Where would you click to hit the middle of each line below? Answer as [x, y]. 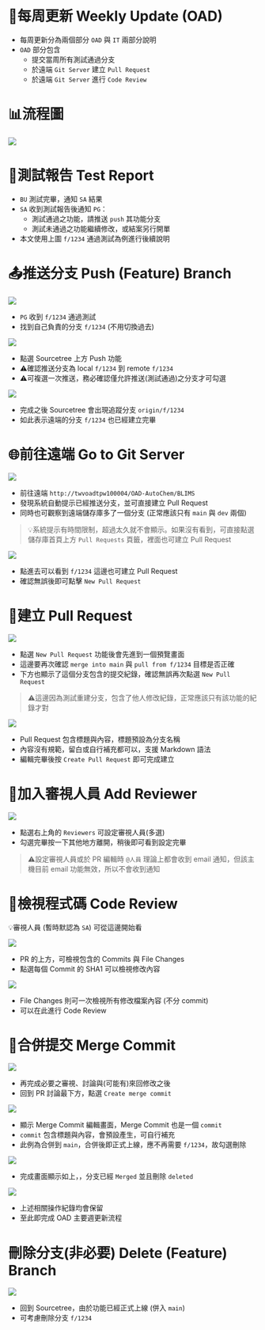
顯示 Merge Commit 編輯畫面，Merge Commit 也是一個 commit [121, 1125]
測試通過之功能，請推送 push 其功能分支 [96, 218]
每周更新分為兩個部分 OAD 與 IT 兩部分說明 [88, 40]
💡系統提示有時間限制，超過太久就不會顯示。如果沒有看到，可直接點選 [141, 529]
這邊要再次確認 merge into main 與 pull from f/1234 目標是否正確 [127, 664]
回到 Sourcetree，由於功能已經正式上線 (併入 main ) [102, 1308]
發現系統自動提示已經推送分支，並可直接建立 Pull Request [114, 503]
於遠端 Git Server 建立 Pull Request [91, 69]
